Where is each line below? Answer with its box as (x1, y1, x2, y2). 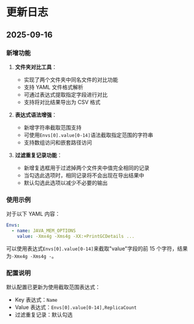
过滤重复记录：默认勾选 (14, 311, 73, 319)
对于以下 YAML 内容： (6, 210, 61, 218)
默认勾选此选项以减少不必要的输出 (23, 179, 108, 186)
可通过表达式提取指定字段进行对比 (23, 91, 108, 98)
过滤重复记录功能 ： (14, 151, 63, 158)
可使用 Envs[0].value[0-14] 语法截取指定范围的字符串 (23, 131, 153, 138)
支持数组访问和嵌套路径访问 (23, 139, 93, 146)
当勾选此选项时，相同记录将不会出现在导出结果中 (23, 172, 144, 179)
